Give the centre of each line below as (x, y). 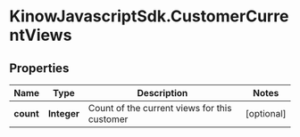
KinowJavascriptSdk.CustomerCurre (149, 16)
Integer (64, 113)
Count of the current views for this (160, 108)
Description (162, 93)
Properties (39, 68)
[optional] (266, 113)
